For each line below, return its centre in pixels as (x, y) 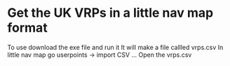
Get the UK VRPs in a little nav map (110, 13)
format (27, 28)
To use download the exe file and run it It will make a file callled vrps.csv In (115, 47)
